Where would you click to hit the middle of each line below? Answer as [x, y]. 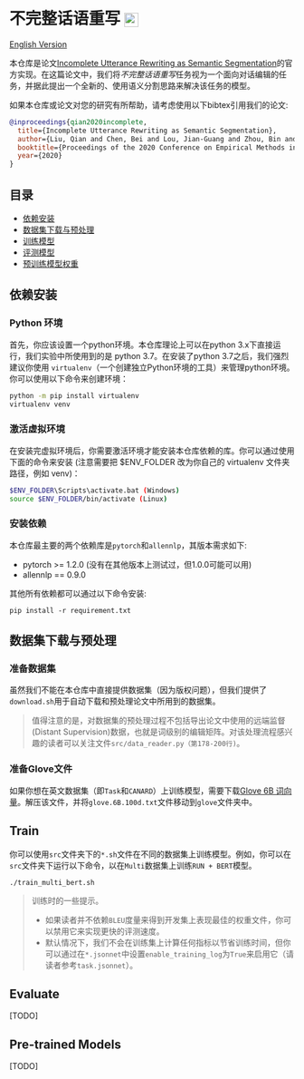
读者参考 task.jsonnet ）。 [91, 965]
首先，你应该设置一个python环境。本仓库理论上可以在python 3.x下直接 [141, 345]
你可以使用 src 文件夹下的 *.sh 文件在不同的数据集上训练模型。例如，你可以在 [151, 854]
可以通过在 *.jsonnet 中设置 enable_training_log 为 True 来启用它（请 [169, 954]
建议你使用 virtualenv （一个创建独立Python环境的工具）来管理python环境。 [152, 367]
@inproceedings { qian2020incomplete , [78, 122]
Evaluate [35, 994]
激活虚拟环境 [38, 429]
